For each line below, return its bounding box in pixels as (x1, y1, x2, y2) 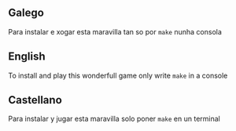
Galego (8, 6, 45, 20)
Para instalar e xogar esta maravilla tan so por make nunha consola (8, 27, 223, 36)
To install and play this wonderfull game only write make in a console (8, 71, 228, 80)
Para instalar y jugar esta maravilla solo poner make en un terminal (8, 114, 220, 124)
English (8, 50, 46, 64)
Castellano (8, 93, 63, 107)
